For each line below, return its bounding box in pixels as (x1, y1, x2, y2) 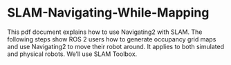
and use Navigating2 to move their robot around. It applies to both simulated (7, 42, 225, 50)
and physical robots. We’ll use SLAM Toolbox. (7, 50, 138, 58)
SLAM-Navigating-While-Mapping (7, 5, 210, 21)
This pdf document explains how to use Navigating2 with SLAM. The (7, 28, 203, 36)
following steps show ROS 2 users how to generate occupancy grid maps (7, 35, 216, 43)
